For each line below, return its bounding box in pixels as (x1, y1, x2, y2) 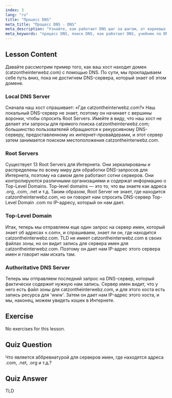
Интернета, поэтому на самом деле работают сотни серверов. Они (5, 172, 154, 179)
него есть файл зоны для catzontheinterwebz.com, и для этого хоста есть (5, 286, 165, 292)
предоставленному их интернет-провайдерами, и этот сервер (26, 131, 163, 138)
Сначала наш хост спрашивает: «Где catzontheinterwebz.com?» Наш (5, 104, 156, 110)
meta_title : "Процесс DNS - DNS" (5, 21, 77, 27)
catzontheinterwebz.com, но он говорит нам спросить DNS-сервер (5, 194, 151, 200)
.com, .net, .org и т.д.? (5, 359, 52, 366)
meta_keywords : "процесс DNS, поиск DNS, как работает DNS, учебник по (5, 31, 161, 36)
